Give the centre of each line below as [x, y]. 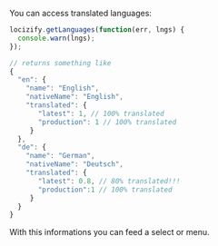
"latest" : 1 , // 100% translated [101, 113]
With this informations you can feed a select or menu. [110, 232]
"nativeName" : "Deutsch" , [75, 164]
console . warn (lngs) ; [56, 38]
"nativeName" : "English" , [75, 97]
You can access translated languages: [81, 13]
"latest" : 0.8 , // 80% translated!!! [109, 181]
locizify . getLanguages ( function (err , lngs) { [97, 30]
